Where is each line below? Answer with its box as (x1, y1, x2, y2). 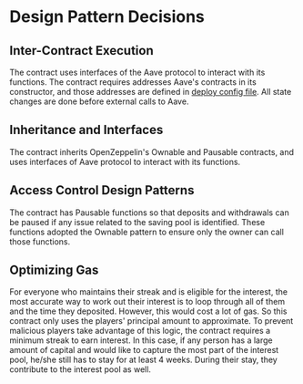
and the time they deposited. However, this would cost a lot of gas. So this (9, 306, 288, 317)
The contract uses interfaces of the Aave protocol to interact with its (9, 67, 266, 78)
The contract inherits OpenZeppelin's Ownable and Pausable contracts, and (9, 146, 294, 157)
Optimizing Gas (9, 263, 99, 278)
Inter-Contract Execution (9, 43, 155, 58)
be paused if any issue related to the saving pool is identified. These (9, 216, 266, 227)
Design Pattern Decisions (9, 6, 205, 27)
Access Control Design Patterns (9, 182, 195, 198)
